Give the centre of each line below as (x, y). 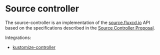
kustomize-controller (34, 47)
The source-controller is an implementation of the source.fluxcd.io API (77, 22)
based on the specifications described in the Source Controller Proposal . (80, 27)
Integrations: (18, 37)
